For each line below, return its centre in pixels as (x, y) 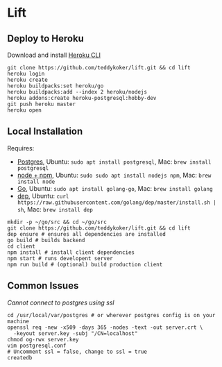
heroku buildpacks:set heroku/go (55, 86)
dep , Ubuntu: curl (43, 196)
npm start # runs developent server (60, 258)
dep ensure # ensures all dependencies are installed (87, 234)
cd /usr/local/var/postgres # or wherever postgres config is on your (111, 315)
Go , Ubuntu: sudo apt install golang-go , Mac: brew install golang (115, 188)
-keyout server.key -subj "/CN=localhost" (76, 333)
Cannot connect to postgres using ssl (61, 302)
